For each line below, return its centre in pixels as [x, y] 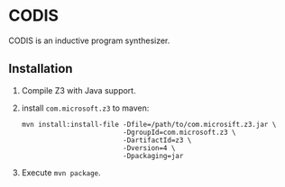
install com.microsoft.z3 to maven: [85, 108]
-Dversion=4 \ [149, 148]
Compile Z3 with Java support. [78, 90]
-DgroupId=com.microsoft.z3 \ [179, 132]
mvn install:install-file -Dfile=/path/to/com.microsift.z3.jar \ [149, 124]
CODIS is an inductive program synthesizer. [89, 40]
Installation [41, 69]
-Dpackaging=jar [153, 156]
